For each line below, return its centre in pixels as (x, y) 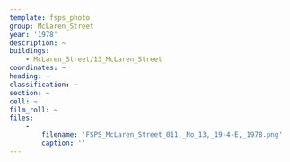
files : (22, 118)
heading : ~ (30, 76)
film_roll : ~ (34, 110)
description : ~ (38, 43)
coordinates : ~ (38, 68)
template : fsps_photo (50, 18)
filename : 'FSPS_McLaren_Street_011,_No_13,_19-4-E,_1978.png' (162, 135)
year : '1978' (34, 34)
